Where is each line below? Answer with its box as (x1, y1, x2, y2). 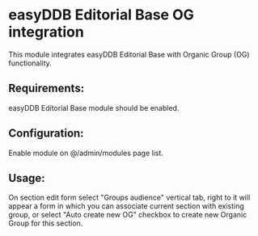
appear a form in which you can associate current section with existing (8, 201, 244, 211)
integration (8, 23, 85, 41)
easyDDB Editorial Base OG (8, 6, 194, 24)
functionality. (8, 58, 53, 68)
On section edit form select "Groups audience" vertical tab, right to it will (8, 192, 251, 203)
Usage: (8, 171, 46, 185)
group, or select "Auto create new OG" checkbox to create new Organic (8, 210, 247, 220)
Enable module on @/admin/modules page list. (8, 148, 164, 158)
